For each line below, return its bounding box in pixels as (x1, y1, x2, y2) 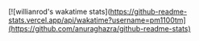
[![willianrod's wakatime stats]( (8, 7, 111, 16)
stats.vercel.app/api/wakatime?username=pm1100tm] (8, 15, 187, 25)
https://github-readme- (110, 7, 188, 16)
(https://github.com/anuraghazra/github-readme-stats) (8, 24, 191, 33)
